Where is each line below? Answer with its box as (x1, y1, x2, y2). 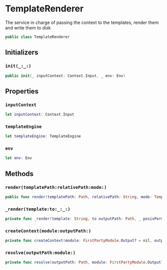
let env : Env (5, 155, 32, 161)
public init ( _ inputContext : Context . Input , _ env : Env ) (5, 73, 126, 78)
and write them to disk (5, 24, 51, 30)
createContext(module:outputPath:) (5, 228, 91, 234)
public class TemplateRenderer (5, 34, 70, 39)
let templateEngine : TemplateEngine (5, 134, 81, 139)
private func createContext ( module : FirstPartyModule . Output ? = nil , (5, 238, 153, 243)
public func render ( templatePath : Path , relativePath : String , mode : (5, 194, 153, 199)
